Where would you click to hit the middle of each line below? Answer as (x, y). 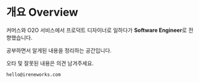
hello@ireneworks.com (34, 75)
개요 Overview (42, 12)
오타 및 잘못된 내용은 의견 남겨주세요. (50, 63)
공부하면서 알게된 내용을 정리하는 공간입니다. (59, 50)
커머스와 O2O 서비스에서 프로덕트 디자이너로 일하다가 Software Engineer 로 (96, 30)
